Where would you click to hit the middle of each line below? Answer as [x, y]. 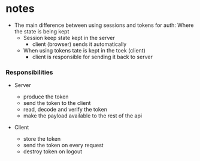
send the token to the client [57, 103]
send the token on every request [63, 145]
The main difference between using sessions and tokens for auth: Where [104, 25]
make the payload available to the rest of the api [82, 116]
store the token [42, 139]
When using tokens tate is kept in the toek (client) [84, 50]
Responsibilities [29, 72]
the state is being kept [42, 31]
